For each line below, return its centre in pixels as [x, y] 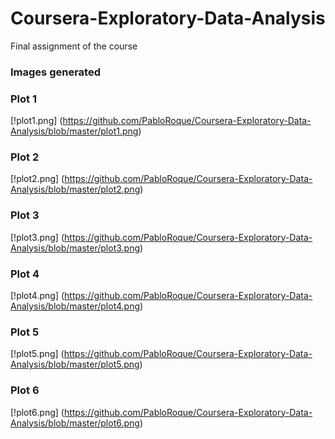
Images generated [55, 72]
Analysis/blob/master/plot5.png [75, 364]
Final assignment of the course [74, 46]
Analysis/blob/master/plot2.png [75, 189]
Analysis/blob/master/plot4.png [75, 306]
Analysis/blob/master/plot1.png [74, 131]
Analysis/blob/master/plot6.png [75, 423]
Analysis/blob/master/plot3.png [75, 248]
